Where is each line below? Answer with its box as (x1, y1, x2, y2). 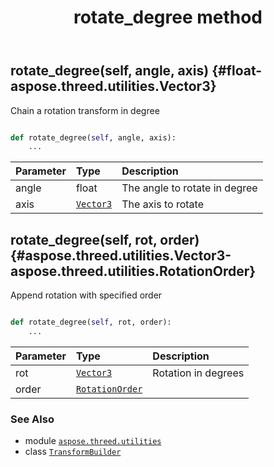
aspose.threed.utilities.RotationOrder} (10, 262, 257, 280)
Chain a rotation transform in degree (10, 104, 160, 116)
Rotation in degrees (152, 366, 245, 380)
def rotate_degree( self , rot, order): (10, 317, 172, 328)
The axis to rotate (121, 197, 204, 211)
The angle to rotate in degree (121, 181, 258, 195)
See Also (10, 412, 55, 426)
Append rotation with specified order (10, 289, 163, 301)
